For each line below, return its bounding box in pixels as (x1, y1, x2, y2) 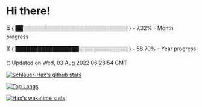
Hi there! (6, 4, 51, 18)
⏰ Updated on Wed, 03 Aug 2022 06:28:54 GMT (6, 59, 128, 66)
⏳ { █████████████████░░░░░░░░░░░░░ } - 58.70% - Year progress (6, 45, 197, 52)
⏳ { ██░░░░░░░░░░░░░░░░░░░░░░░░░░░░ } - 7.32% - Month (6, 24, 174, 31)
